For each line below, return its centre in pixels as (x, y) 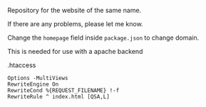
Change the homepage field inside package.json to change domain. (103, 38)
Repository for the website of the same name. (74, 10)
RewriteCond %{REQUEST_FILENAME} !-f (63, 91)
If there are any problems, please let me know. (76, 24)
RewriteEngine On (33, 84)
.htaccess (22, 65)
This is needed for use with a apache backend (75, 51)
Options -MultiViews (38, 78)
